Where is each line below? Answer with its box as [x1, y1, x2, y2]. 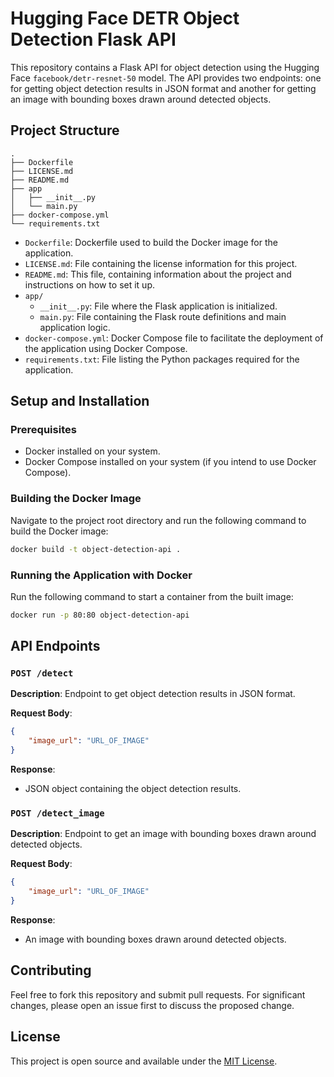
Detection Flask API [10, 28, 177, 51]
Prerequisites [10, 423, 77, 437]
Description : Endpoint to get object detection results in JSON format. [10, 688, 296, 700]
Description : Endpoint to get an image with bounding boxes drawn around [10, 828, 317, 840]
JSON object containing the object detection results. [24, 783, 242, 795]
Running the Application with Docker [10, 568, 193, 582]
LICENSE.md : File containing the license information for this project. [24, 257, 298, 269]
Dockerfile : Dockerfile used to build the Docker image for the [24, 236, 278, 248]
